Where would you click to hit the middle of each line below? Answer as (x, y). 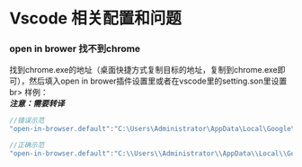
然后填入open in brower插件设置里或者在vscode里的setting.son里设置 (158, 81)
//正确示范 (27, 145)
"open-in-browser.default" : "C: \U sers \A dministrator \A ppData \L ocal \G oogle (151, 129)
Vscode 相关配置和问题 (95, 18)
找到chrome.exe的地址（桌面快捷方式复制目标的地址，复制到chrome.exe (144, 70)
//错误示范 (27, 121)
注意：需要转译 (37, 103)
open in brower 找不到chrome (75, 48)
